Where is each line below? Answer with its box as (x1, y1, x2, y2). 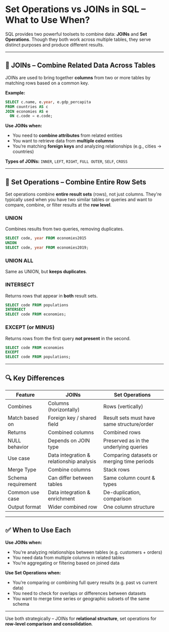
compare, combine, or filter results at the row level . (5, 202, 112, 208)
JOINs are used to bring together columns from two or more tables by (5, 74, 151, 80)
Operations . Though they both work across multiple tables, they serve (5, 36, 151, 42)
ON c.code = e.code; (10, 114, 53, 119)
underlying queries (103, 443, 148, 450)
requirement (8, 480, 37, 488)
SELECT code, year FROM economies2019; (5, 245, 89, 251)
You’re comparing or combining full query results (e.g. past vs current (12, 579, 157, 586)
